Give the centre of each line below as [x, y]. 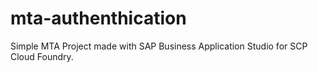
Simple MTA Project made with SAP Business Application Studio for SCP [159, 46]
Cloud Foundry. [42, 56]
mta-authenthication [98, 18]
